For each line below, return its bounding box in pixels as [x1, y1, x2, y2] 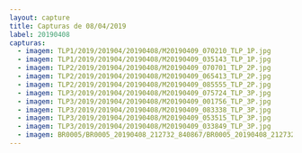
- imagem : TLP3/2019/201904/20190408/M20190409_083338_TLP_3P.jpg [17, 105, 271, 114]
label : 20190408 [9, 30, 70, 39]
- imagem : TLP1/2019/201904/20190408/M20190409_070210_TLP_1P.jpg [17, 47, 271, 56]
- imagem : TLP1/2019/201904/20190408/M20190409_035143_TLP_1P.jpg [17, 55, 271, 64]
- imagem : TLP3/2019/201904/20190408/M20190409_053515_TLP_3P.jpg [17, 113, 271, 122]
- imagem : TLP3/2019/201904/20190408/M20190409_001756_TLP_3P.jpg [17, 96, 271, 106]
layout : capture [9, 13, 70, 22]
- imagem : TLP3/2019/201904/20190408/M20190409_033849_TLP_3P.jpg [17, 122, 271, 131]
